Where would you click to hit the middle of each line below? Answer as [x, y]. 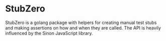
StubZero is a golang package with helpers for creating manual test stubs [81, 22]
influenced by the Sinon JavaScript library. [49, 33]
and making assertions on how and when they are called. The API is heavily [83, 27]
